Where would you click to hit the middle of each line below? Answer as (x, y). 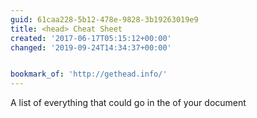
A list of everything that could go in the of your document (128, 103)
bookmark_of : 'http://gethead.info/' (89, 74)
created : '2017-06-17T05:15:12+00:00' (91, 38)
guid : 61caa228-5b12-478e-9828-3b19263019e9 (104, 19)
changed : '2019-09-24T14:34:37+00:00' (91, 47)
